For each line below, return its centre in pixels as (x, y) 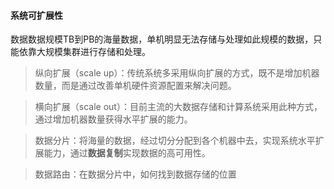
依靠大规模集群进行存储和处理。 (84, 52)
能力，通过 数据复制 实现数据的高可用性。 (127, 153)
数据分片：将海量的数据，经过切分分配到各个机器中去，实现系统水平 (175, 141)
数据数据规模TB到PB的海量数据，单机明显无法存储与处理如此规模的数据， (162, 39)
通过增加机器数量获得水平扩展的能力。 (113, 119)
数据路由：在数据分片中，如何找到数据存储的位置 (135, 174)
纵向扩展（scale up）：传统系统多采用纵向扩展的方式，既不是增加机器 (177, 73)
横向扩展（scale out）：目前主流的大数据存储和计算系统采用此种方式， (178, 107)
